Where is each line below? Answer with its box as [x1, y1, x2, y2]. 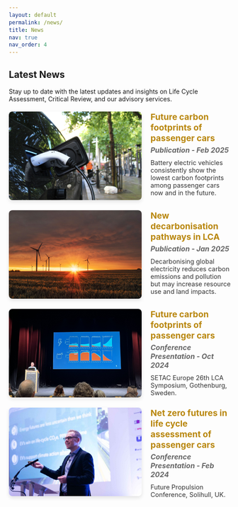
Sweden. [150, 388, 177, 397]
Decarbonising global [150, 257, 215, 266]
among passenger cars [150, 181, 220, 189]
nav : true [8, 34, 38, 41]
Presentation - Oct [150, 351, 214, 361]
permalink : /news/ [8, 18, 63, 26]
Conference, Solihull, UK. [150, 490, 226, 499]
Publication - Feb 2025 [150, 145, 229, 155]
